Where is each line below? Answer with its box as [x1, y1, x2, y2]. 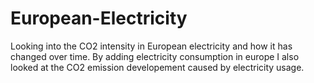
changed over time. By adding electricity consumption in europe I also [10, 50, 300, 62]
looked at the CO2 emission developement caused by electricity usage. [10, 61, 305, 73]
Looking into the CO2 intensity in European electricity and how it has [10, 40, 293, 52]
